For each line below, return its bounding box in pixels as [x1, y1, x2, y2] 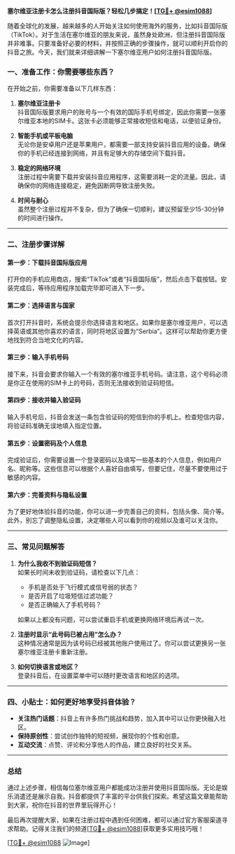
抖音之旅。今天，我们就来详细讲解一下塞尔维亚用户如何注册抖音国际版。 [7, 48, 215, 56]
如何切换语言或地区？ [17, 662, 79, 671]
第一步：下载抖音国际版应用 [7, 258, 87, 267]
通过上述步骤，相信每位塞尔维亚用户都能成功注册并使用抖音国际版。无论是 [7, 783, 222, 792]
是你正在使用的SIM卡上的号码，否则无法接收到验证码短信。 [7, 378, 178, 387]
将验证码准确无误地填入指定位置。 [7, 421, 106, 430]
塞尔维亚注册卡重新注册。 [17, 647, 92, 656]
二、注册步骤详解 [7, 239, 65, 249]
